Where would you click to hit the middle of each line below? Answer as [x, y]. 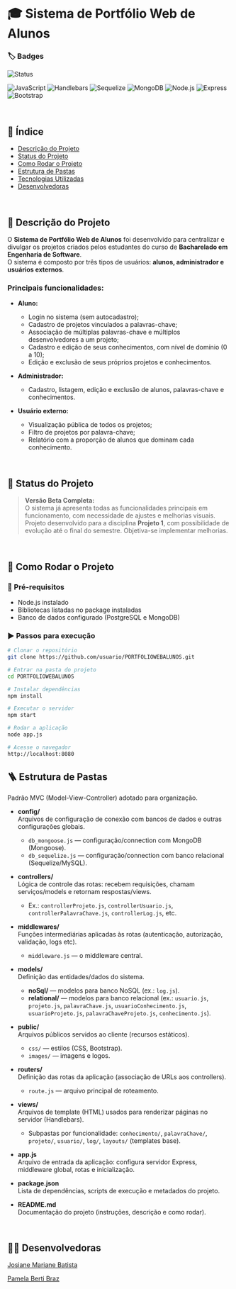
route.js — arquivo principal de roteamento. [94, 1090]
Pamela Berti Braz [34, 1279]
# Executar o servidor [41, 709]
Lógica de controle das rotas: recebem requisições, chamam [106, 884]
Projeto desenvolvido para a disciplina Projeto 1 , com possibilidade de [127, 523]
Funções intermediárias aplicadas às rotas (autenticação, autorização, [120, 934]
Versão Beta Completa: [60, 501]
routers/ [30, 1069]
